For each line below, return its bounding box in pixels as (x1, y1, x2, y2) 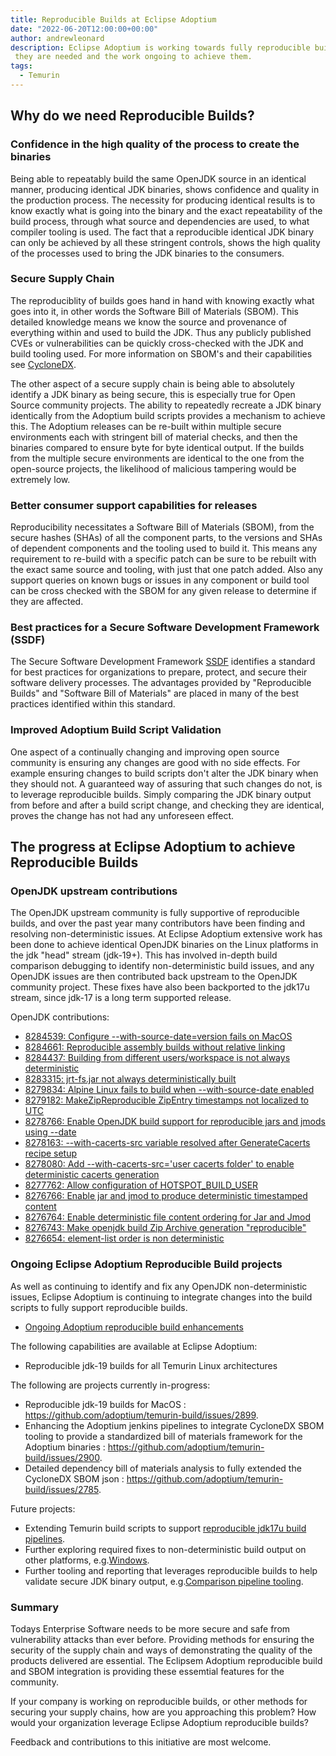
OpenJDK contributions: (10, 1011, 110, 1023)
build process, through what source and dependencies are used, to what (10, 215, 310, 227)
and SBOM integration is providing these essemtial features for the (10, 1666, 285, 1678)
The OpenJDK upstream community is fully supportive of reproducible (10, 907, 300, 919)
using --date (24, 1126, 77, 1138)
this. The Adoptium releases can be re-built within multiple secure (10, 420, 282, 432)
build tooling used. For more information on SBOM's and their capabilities (10, 347, 313, 360)
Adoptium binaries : (24, 1441, 106, 1453)
